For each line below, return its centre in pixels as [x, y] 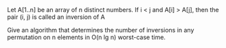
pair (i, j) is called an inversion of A [56, 17]
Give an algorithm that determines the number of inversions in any [101, 30]
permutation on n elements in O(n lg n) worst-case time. [87, 37]
